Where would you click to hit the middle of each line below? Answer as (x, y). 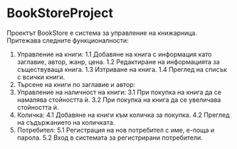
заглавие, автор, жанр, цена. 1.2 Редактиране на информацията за (118, 61)
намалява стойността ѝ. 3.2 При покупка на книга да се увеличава (119, 99)
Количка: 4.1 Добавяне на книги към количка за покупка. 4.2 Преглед (123, 115)
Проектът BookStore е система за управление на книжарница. (102, 33)
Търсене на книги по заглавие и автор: (76, 84)
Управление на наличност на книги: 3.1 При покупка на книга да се (119, 92)
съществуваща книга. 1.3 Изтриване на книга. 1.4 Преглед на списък (122, 69)
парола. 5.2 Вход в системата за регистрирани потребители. (110, 138)
